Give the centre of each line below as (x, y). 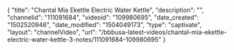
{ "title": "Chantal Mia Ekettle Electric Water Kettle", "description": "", (106, 10)
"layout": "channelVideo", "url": (52, 32)
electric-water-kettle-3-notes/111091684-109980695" (85, 40)
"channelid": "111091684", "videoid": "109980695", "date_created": (103, 17)
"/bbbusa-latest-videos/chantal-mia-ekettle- (162, 32)
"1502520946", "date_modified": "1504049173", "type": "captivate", (104, 25)
